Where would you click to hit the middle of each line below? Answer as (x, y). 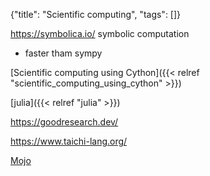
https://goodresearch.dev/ (64, 122)
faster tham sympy (63, 53)
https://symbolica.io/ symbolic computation (100, 33)
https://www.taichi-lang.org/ (69, 141)
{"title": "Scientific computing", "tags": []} (96, 14)
